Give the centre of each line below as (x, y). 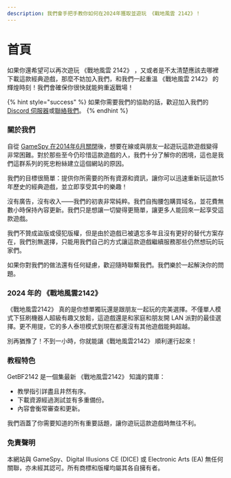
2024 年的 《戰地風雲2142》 (54, 293)
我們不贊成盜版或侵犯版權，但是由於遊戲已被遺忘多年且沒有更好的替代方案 (112, 233)
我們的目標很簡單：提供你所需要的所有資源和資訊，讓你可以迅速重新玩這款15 (115, 178)
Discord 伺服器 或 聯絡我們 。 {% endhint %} (68, 110)
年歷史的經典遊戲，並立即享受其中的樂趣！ (67, 186)
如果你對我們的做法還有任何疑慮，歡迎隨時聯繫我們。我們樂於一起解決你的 (112, 265)
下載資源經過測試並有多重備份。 (62, 400)
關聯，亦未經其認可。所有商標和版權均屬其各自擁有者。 (85, 468)
